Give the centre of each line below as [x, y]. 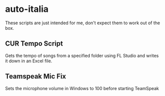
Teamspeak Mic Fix [36, 76]
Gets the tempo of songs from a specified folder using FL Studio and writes [82, 55]
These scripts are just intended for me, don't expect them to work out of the [82, 23]
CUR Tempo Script [34, 44]
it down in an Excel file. [29, 61]
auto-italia [27, 9]
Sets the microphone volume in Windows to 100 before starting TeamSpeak [82, 88]
